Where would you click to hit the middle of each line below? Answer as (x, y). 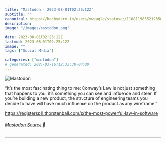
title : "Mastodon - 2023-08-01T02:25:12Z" (49, 10)
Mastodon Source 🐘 (25, 125)
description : (19, 24)
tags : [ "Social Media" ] (30, 51)
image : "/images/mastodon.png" (37, 28)
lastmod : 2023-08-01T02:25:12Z (37, 42)
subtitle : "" (19, 14)
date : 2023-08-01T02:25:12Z (34, 37)
